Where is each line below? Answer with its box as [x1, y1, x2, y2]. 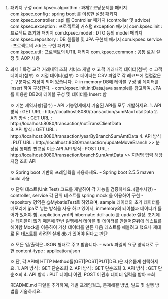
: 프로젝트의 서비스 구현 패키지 [10, 43, 70, 48]
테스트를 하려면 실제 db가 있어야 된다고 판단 [21, 230, 108, 237]
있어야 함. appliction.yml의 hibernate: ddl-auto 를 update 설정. [19, 212, 147, 217]
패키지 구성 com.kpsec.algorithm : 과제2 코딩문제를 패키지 [10, 5, 127, 10]
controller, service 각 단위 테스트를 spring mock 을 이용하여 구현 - [10, 192, 144, 198]
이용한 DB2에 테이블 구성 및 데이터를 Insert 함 [15, 91, 107, 97]
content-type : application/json [15, 248, 80, 254]
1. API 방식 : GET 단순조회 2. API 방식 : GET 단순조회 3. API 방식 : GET [17, 265, 157, 271]
